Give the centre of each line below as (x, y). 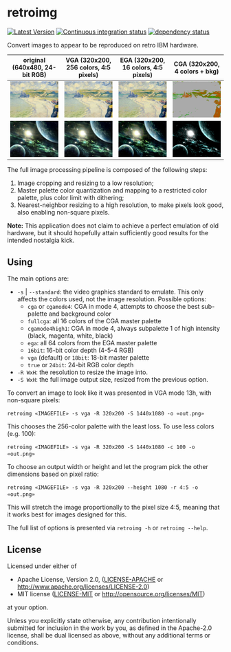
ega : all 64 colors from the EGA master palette (92, 343)
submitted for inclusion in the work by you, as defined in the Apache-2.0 (109, 628)
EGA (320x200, (143, 61)
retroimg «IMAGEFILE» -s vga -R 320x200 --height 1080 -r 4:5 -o (102, 488)
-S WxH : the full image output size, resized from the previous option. (112, 380)
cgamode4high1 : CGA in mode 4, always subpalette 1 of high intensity (123, 329)
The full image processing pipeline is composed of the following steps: (107, 170)
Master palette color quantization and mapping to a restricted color (112, 191)
